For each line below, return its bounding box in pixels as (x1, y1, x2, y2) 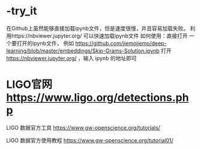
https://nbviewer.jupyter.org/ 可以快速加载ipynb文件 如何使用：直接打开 (11, 32, 188, 39)
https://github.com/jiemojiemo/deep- (75, 39, 167, 47)
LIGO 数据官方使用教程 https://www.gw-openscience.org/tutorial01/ (6, 136, 174, 144)
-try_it (6, 4, 37, 18)
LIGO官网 (6, 78, 53, 91)
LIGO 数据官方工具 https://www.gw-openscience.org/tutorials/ (6, 124, 161, 131)
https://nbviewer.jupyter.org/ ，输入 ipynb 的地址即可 (6, 54, 137, 62)
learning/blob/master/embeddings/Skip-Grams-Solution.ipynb (6, 47, 160, 54)
